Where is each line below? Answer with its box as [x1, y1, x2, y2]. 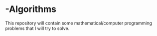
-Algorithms [5, 3, 56, 15]
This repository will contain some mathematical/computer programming [5, 20, 153, 26]
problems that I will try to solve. [5, 25, 70, 31]
